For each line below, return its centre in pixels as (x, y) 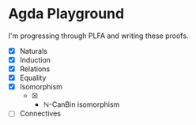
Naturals (33, 51)
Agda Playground (66, 14)
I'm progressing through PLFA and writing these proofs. (98, 36)
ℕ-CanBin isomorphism (81, 104)
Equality (33, 78)
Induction (35, 60)
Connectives (40, 114)
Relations (35, 69)
